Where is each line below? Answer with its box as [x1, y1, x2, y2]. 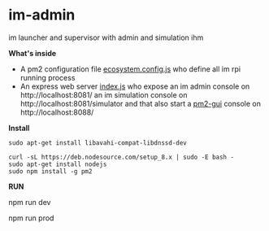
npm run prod [8, 213, 54, 223]
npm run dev [8, 197, 51, 207]
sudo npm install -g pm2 [8, 167, 93, 176]
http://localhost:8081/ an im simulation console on [20, 89, 189, 99]
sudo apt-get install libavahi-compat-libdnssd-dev [8, 138, 187, 147]
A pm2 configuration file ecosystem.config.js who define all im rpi [20, 63, 241, 74]
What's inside [8, 48, 57, 58]
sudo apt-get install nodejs [8, 160, 107, 168]
